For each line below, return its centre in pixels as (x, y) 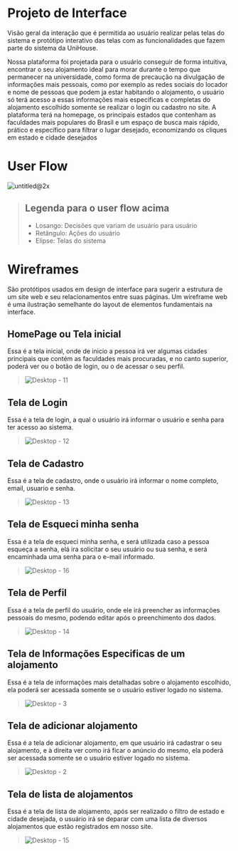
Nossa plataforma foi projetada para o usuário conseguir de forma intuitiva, (118, 61)
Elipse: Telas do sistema (71, 241)
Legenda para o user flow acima (97, 208)
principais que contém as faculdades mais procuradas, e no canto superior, (118, 359)
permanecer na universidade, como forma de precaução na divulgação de (116, 77)
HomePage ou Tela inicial (64, 334)
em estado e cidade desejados (52, 137)
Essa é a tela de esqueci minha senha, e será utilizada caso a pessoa (108, 541)
